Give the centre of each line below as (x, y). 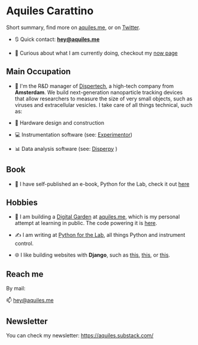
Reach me (25, 274)
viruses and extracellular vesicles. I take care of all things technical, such (103, 105)
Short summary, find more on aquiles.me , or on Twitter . (73, 27)
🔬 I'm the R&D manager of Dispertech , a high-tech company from (94, 86)
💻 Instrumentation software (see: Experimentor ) (74, 134)
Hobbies (22, 202)
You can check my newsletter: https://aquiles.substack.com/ (80, 335)
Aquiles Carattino (50, 11)
